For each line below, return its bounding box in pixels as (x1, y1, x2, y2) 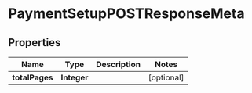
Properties (8, 36, 61, 49)
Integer (60, 72, 89, 83)
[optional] (148, 72, 184, 83)
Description (95, 59, 141, 70)
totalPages (12, 72, 53, 83)
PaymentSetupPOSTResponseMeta (8, 5, 245, 23)
